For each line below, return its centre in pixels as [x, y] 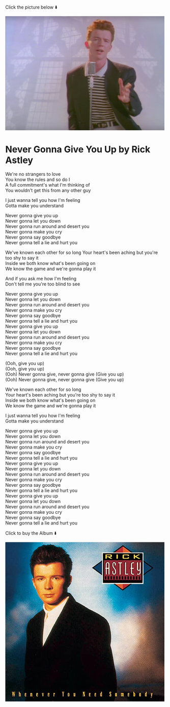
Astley [19, 160]
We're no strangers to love [33, 174]
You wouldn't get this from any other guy [48, 191]
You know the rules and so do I [38, 179]
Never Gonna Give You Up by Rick [78, 149]
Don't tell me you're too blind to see [43, 284]
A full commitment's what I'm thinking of [48, 185]
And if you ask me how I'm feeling [41, 279]
